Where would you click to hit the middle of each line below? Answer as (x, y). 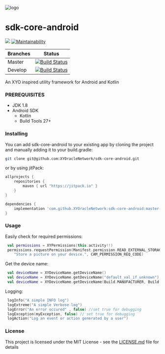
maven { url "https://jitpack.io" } (60, 186)
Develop (17, 70)
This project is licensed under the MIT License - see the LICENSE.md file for (82, 342)
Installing (16, 134)
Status (51, 53)
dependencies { (21, 204)
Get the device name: (27, 264)
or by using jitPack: (25, 168)
